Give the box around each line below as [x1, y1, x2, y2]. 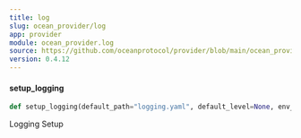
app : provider [9, 30, 63, 39]
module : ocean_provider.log [9, 38, 115, 47]
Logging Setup [9, 118, 64, 130]
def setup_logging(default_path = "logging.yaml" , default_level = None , [9, 102, 275, 112]
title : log [9, 13, 50, 22]
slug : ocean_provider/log [9, 22, 106, 30]
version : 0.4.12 [9, 55, 70, 64]
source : [9, 47, 39, 56]
